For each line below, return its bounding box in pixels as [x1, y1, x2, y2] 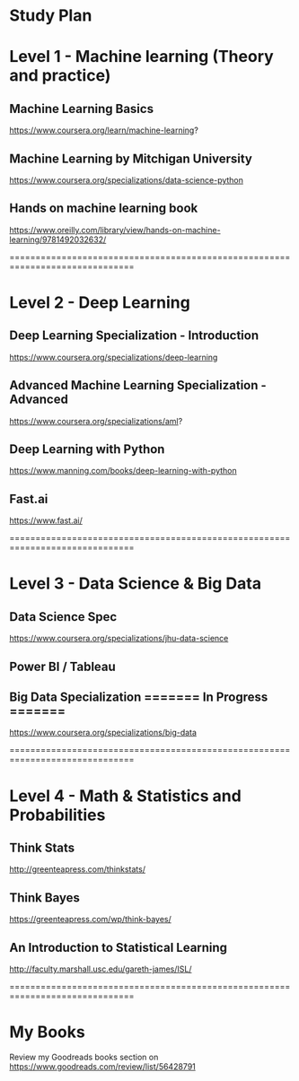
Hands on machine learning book [9, 201, 198, 216]
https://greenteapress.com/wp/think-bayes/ [9, 914, 172, 925]
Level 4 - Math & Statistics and [9, 786, 242, 806]
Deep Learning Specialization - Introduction [9, 328, 259, 344]
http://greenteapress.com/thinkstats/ [9, 864, 146, 875]
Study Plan [9, 5, 92, 26]
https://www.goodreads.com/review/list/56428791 [9, 1061, 196, 1072]
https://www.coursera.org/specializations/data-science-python [9, 175, 244, 185]
